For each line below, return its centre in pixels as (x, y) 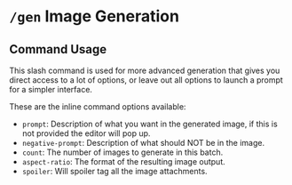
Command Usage (58, 49)
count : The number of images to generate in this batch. (122, 152)
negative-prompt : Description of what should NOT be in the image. (143, 143)
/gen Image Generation (95, 16)
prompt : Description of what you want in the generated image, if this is (150, 124)
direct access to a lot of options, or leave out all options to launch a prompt (146, 80)
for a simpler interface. (51, 89)
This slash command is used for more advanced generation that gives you (145, 70)
